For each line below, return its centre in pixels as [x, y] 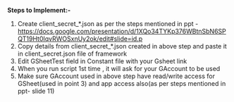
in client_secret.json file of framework [72, 53]
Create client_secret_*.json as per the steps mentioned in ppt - [108, 24]
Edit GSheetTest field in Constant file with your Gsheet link [102, 61]
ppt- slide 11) [36, 91]
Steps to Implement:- [39, 10]
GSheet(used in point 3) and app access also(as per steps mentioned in [122, 83]
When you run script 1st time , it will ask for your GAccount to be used [119, 69]
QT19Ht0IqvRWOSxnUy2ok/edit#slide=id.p [80, 39]
